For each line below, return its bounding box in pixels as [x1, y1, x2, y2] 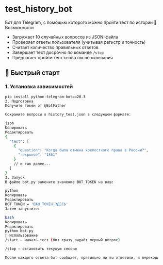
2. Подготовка [5, 99, 34, 104]
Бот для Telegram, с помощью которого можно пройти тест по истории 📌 [5, 19, 157, 25]
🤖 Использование [5, 233, 38, 238]
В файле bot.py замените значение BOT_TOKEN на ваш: [5, 180, 114, 184]
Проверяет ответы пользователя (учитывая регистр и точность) [12, 39, 146, 45]
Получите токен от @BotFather [5, 103, 66, 108]
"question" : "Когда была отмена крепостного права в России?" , [17, 148, 149, 153]
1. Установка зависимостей [5, 83, 73, 90]
